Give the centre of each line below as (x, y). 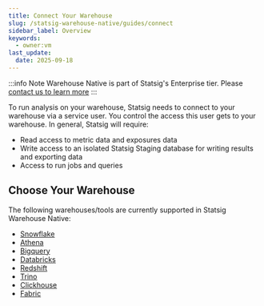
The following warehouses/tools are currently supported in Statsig (117, 210)
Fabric (30, 293)
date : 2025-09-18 (44, 61)
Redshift (34, 268)
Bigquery (35, 251)
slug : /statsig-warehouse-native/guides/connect (91, 23)
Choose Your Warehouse (72, 190)
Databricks (38, 259)
